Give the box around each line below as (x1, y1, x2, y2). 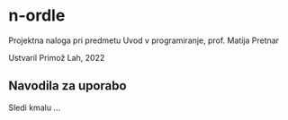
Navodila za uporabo (8, 78, 127, 94)
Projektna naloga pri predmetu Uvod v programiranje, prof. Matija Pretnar (8, 35, 280, 46)
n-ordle (8, 5, 66, 26)
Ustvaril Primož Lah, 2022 (8, 52, 105, 63)
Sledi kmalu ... (8, 102, 60, 113)
